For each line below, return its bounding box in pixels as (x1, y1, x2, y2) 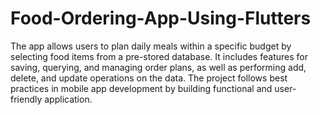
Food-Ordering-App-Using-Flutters (10, 7, 312, 30)
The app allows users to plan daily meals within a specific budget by (10, 40, 292, 52)
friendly (10, 93, 43, 105)
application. (44, 93, 93, 105)
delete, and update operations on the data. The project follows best (10, 72, 288, 84)
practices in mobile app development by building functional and (10, 82, 273, 94)
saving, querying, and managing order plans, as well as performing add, (10, 61, 307, 73)
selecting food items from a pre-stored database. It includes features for (10, 50, 308, 62)
